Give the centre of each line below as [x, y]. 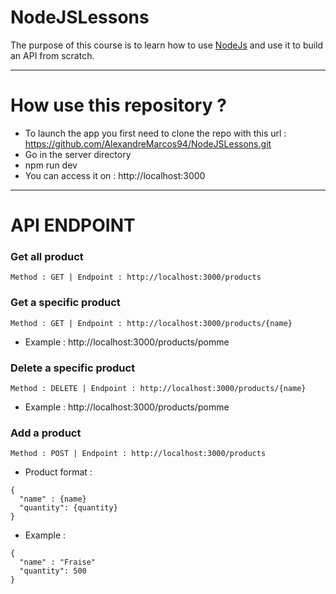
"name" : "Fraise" [58, 562]
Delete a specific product [73, 368]
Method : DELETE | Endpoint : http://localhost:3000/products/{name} [158, 388]
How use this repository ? [118, 105]
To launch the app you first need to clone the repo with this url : [155, 133]
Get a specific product [65, 303]
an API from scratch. [52, 55]
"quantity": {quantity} [68, 508]
